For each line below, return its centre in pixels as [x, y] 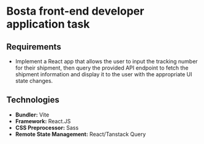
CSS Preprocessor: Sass [47, 128]
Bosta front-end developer [75, 11]
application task [48, 24]
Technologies [33, 100]
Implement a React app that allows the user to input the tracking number [106, 61]
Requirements [34, 47]
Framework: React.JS [43, 121]
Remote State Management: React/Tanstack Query [80, 134]
